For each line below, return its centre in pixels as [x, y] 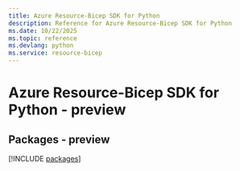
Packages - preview [59, 139]
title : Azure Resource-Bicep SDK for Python [84, 16]
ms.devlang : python [41, 46]
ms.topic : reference [43, 38]
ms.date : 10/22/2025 [43, 31]
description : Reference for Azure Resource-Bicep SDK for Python [120, 23]
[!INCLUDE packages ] [45, 159]
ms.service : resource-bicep [56, 53]
